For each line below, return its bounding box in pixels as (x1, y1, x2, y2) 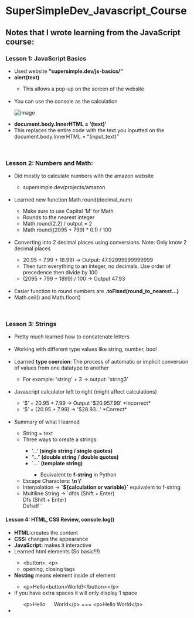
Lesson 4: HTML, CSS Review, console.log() (5, 516, 115, 523)
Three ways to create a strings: (22, 436, 98, 443)
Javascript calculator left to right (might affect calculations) (13, 388, 158, 395)
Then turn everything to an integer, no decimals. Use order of (22, 263, 171, 270)
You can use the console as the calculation (13, 98, 118, 105)
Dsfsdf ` (22, 502, 42, 509)
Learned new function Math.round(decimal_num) (13, 196, 132, 203)
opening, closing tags (22, 565, 76, 572)
